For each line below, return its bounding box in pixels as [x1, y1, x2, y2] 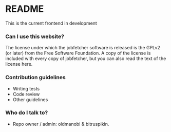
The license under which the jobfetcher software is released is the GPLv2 [5, 45, 160, 51]
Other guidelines [12, 96, 48, 103]
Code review [12, 91, 40, 97]
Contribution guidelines [5, 74, 66, 81]
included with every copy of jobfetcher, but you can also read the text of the [5, 55, 166, 62]
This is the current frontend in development [5, 20, 98, 26]
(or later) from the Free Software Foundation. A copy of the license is [5, 50, 151, 56]
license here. [5, 61, 33, 67]
